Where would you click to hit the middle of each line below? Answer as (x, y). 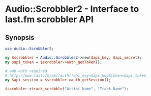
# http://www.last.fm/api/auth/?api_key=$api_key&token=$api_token (76, 75)
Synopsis (20, 37)
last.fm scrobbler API (49, 19)
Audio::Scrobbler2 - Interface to (72, 9)
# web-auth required (26, 71)
